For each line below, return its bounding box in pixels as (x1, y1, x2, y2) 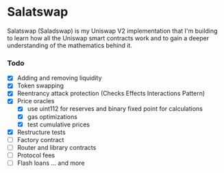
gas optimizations (27, 112, 77, 120)
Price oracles (16, 97, 55, 105)
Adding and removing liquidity (16, 74, 102, 82)
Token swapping (16, 81, 64, 90)
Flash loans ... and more (16, 159, 85, 167)
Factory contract (16, 135, 64, 144)
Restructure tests (16, 128, 66, 136)
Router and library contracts (16, 143, 97, 151)
